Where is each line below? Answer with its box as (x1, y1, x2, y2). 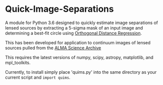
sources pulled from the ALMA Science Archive (5, 45, 101, 51)
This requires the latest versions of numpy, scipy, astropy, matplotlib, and (5, 54, 154, 60)
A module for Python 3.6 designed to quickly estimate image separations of (5, 20, 159, 26)
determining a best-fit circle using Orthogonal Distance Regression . (5, 30, 142, 36)
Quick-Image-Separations (5, 3, 114, 15)
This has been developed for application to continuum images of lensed (5, 39, 151, 45)
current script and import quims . (5, 74, 70, 80)
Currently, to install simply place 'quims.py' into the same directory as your (5, 69, 157, 75)
